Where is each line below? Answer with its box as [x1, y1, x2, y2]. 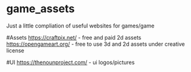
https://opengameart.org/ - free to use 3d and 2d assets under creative [6, 40, 186, 48]
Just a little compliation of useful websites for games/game [6, 22, 155, 29]
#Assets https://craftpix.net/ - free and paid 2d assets [6, 34, 142, 41]
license [6, 46, 24, 54]
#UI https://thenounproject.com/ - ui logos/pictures [6, 59, 135, 66]
